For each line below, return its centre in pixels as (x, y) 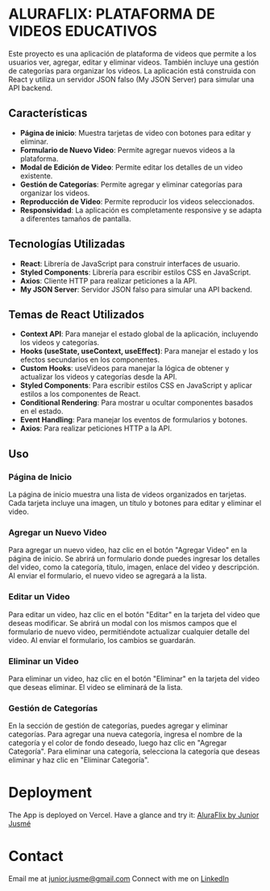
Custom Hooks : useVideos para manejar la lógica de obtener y (125, 368)
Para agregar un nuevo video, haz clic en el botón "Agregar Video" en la (128, 550)
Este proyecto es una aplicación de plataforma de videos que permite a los (133, 53)
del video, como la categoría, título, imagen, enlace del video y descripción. (134, 567)
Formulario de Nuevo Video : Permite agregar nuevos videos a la (127, 149)
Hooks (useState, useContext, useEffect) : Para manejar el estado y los (139, 351)
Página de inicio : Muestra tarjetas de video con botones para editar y (135, 132)
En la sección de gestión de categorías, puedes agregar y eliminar (118, 726)
